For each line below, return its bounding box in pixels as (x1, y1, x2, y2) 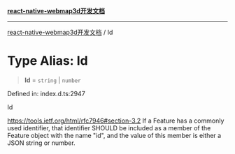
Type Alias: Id (7, 53, 89, 69)
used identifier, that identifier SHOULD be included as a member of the (7, 123, 211, 132)
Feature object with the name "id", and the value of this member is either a (7, 131, 222, 139)
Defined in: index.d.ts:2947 (7, 89, 85, 98)
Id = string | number (24, 76, 82, 84)
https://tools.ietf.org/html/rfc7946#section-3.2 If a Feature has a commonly (7, 116, 225, 125)
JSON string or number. (7, 139, 76, 147)
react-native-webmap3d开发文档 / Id (7, 28, 113, 36)
